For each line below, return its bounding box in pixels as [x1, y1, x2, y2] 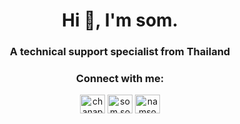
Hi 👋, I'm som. [61, 9, 179, 32]
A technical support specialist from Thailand [9, 45, 231, 59]
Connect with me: [75, 72, 165, 86]
